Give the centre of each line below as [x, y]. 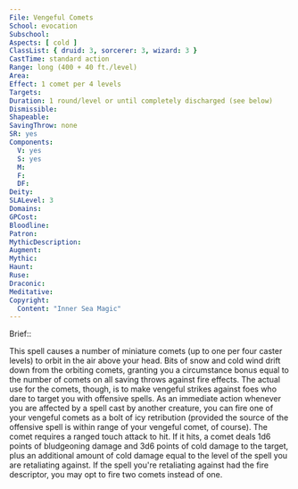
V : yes [29, 150]
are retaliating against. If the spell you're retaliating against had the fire [139, 465]
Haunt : [21, 267]
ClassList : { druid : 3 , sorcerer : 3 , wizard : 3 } [103, 51]
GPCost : [24, 217]
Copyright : [29, 300]
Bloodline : [29, 225]
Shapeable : [29, 117]
